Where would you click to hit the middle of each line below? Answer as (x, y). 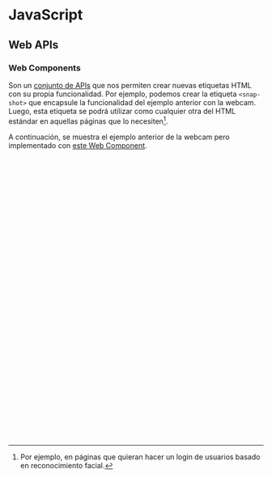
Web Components (45, 68)
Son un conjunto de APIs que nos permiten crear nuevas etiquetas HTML (130, 85)
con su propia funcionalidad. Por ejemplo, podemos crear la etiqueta (123, 94)
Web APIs (34, 45)
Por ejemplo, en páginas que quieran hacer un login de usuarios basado (140, 457)
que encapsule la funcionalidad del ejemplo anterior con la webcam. (142, 102)
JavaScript (46, 15)
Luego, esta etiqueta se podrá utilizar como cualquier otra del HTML (122, 111)
